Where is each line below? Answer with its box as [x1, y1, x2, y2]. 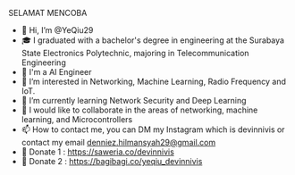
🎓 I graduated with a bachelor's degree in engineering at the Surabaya [21, 35, 285, 46]
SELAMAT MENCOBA [8, 8, 88, 18]
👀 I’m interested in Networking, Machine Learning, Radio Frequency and [21, 76, 287, 87]
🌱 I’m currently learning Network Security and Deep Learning [21, 96, 247, 105]
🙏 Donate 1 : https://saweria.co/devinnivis [21, 146, 175, 157]
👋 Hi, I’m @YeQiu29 [21, 25, 94, 35]
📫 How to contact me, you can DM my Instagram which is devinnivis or [21, 124, 285, 135]
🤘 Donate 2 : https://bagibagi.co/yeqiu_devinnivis [21, 156, 203, 166]
